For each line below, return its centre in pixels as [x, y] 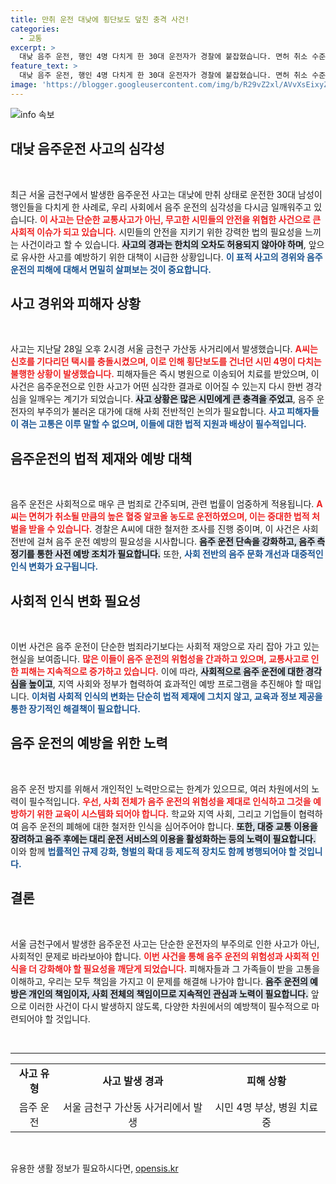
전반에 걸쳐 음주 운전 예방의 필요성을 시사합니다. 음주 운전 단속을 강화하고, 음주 [163, 542]
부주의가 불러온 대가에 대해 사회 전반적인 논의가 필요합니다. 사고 [160, 412]
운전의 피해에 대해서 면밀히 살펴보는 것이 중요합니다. [111, 269]
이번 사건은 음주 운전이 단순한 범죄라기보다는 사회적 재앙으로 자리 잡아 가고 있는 [165, 646]
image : [24, 85]
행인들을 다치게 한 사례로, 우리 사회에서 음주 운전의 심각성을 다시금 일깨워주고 [161, 207]
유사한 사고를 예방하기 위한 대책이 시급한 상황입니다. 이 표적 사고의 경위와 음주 [171, 257]
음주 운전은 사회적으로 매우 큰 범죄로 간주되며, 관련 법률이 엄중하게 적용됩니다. [162, 504]
